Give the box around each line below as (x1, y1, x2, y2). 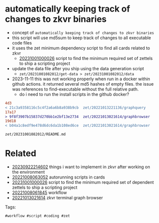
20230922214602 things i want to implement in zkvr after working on (12, 164, 150, 170)
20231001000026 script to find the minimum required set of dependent (12, 179, 154, 185)
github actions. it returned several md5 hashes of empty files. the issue (12, 81, 154, 87)
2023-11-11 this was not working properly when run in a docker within (12, 76, 151, 82)
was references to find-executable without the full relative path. (12, 86, 139, 92)
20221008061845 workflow (12, 190, 67, 195)
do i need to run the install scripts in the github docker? (19, 91, 130, 97)
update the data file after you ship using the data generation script (12, 65, 144, 71)
